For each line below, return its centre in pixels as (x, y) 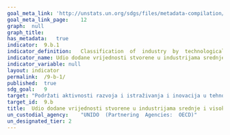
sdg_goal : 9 (27, 89)
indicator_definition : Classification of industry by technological (116, 52)
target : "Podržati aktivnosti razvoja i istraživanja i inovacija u (107, 96)
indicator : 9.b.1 (33, 45)
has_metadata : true (38, 39)
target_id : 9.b (30, 102)
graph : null (26, 26)
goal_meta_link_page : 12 (47, 20)
